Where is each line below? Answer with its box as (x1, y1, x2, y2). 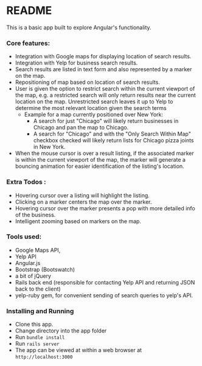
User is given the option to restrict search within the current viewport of (15, 85, 195, 92)
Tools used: (6, 232, 42, 241)
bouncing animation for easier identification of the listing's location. (15, 162, 184, 170)
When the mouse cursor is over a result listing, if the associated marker (15, 150, 195, 157)
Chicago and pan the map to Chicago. (33, 124, 129, 131)
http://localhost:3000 (15, 354, 73, 361)
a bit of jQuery (15, 272, 52, 280)
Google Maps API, (15, 246, 61, 254)
